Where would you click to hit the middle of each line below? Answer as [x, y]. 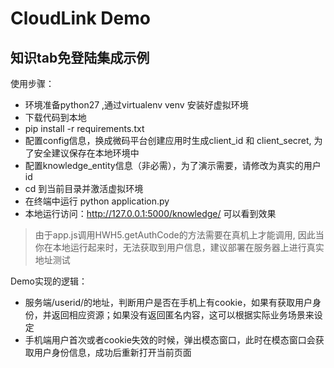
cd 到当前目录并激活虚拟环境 [84, 188]
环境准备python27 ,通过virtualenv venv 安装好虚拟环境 [136, 105]
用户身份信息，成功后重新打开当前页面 [112, 352]
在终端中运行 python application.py [97, 201]
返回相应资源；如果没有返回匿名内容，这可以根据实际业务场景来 [183, 315]
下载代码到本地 [55, 117]
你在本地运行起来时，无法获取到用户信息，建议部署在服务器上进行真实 [179, 247]
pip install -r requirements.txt [84, 128]
